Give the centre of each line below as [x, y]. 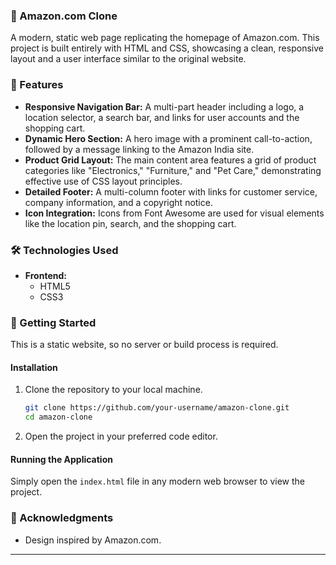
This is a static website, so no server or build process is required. [144, 345]
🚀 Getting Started [53, 322]
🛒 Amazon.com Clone [64, 16]
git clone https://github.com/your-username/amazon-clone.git [157, 408]
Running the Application [61, 459]
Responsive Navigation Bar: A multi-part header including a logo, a [164, 106]
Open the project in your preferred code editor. [121, 436]
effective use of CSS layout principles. [103, 181]
